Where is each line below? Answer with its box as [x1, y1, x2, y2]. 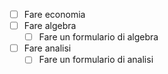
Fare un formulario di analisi [38, 54, 154, 66]
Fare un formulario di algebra [38, 31, 159, 43]
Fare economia [23, 9, 86, 20]
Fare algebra [23, 20, 77, 32]
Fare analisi [23, 42, 72, 54]
